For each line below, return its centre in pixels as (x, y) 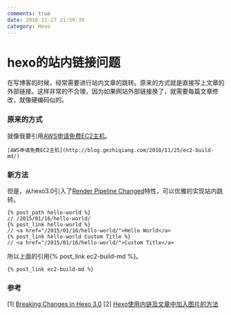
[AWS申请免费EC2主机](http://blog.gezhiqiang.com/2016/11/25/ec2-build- (111, 150)
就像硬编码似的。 (43, 100)
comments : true (29, 13)
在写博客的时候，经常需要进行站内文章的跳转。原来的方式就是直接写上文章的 (116, 83)
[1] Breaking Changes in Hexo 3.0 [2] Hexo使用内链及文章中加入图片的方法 (113, 304)
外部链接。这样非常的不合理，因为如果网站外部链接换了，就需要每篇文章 (110, 91)
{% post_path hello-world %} (49, 213)
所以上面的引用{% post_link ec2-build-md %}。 (75, 256)
